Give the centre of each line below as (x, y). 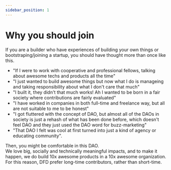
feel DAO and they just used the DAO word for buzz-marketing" (80, 125)
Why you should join (50, 35)
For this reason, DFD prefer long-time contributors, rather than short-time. (84, 162)
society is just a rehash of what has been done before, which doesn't (86, 119)
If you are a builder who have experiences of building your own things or (82, 50)
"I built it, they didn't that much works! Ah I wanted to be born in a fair (86, 92)
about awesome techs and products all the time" (64, 76)
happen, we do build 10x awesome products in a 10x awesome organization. (86, 156)
